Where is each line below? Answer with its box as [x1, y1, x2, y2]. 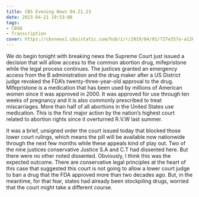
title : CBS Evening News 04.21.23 [6, 8, 92, 15]
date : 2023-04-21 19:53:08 [6, 14, 73, 20]
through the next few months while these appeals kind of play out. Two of [6, 140, 186, 147]
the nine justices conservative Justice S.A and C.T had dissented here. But [6, 146, 188, 153]
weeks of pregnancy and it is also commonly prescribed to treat [6, 97, 162, 104]
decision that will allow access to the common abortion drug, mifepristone [6, 59, 187, 66]
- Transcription [6, 31, 46, 37]
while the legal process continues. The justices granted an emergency [6, 65, 178, 72]
